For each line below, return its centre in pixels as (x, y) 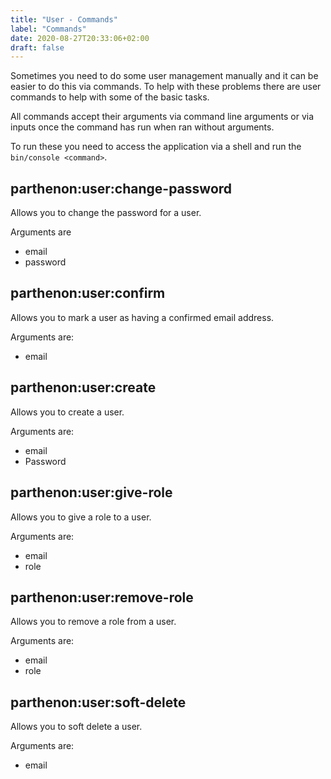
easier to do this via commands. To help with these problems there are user (166, 87)
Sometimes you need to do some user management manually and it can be (164, 76)
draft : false (37, 47)
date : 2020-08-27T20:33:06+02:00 (80, 38)
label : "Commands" (48, 29)
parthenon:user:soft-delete (98, 702)
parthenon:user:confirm (88, 293)
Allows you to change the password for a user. (106, 213)
